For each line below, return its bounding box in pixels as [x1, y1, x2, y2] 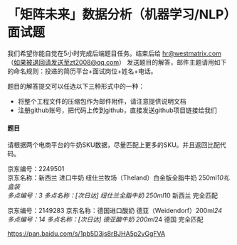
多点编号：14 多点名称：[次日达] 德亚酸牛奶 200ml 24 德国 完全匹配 [7, 215, 204, 224]
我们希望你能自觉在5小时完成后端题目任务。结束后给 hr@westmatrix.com [7, 49, 222, 58]
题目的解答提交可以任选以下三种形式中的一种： [7, 82, 144, 90]
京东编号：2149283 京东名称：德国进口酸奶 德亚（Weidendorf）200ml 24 [7, 207, 223, 215]
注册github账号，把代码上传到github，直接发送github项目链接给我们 [17, 106, 217, 114]
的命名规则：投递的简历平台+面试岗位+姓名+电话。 [7, 67, 157, 75]
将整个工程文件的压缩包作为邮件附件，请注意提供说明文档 [17, 97, 186, 105]
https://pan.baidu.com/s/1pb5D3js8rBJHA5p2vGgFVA [7, 229, 166, 238]
